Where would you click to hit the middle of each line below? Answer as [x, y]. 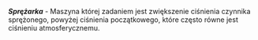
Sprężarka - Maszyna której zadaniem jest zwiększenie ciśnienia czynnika [129, 11]
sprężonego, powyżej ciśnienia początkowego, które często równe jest [123, 20]
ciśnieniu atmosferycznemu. [54, 28]
